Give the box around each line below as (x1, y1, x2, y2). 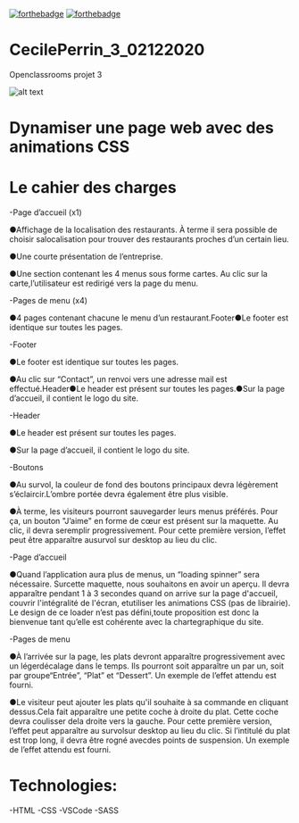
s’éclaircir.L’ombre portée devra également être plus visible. (9, 489, 228, 500)
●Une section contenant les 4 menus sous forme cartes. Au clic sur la (9, 269, 268, 279)
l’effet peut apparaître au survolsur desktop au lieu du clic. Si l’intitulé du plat (9, 726, 291, 736)
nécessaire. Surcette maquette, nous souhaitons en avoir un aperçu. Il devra (9, 578, 290, 589)
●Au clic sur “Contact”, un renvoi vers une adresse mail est (9, 374, 228, 385)
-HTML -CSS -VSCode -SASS (9, 805, 119, 816)
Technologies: (9, 776, 118, 796)
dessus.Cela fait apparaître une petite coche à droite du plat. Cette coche (9, 706, 279, 718)
